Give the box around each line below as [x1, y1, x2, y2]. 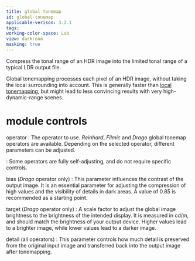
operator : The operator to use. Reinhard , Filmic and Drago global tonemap [6, 133, 186, 141]
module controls [6, 115, 88, 128]
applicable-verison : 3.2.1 [6, 19, 72, 25]
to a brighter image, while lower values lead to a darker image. [6, 224, 156, 231]
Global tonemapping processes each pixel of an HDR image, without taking [6, 75, 187, 82]
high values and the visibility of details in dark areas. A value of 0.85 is [6, 188, 176, 195]
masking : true [6, 42, 41, 48]
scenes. [44, 93, 64, 101]
